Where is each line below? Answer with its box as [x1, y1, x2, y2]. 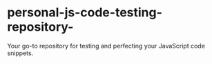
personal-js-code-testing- [7, 5, 162, 20]
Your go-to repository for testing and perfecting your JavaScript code [7, 42, 206, 50]
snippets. [7, 49, 34, 57]
